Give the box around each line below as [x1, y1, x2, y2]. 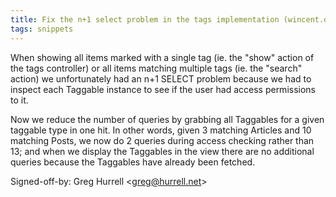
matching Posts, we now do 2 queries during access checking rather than [10, 134, 315, 146]
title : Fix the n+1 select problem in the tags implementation [10, 14, 280, 25]
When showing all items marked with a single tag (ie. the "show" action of [10, 51, 315, 63]
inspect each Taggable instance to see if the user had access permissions [10, 83, 316, 95]
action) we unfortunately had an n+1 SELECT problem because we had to [10, 72, 312, 85]
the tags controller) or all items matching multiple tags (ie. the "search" [10, 62, 303, 74]
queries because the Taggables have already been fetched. [10, 156, 256, 168]
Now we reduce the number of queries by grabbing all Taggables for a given [10, 113, 325, 125]
